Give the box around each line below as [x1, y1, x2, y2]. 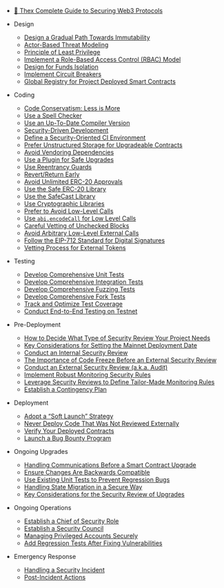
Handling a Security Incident [23, 566, 105, 573]
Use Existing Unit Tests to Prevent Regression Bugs [23, 475, 170, 484]
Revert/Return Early [23, 170, 80, 178]
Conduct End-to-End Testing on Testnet [23, 307, 138, 315]
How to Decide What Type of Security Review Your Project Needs [23, 334, 211, 342]
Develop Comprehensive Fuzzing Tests [23, 285, 136, 293]
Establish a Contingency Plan [23, 386, 107, 393]
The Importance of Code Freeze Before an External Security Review [23, 356, 217, 364]
